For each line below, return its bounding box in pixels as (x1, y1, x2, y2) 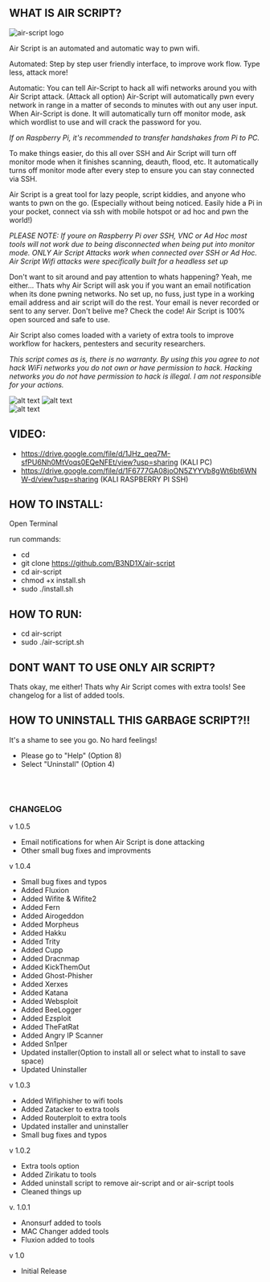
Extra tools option (20, 1161, 80, 1171)
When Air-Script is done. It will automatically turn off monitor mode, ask (9, 109, 246, 118)
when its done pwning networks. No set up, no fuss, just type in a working (9, 289, 256, 298)
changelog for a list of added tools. (9, 690, 125, 700)
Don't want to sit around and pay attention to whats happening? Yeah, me (9, 272, 252, 281)
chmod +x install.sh (20, 575, 86, 585)
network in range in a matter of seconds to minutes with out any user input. (9, 100, 258, 109)
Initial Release (20, 1266, 67, 1276)
